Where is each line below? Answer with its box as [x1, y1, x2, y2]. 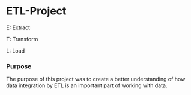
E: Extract [6, 24, 31, 31]
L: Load [6, 47, 25, 54]
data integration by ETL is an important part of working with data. [6, 82, 168, 89]
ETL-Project [6, 4, 67, 18]
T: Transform [6, 35, 38, 42]
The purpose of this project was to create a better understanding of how [6, 76, 186, 83]
